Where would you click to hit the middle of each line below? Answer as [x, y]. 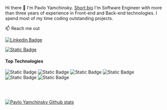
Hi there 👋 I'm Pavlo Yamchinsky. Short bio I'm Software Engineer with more [83, 8]
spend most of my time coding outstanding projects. [59, 18]
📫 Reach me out [23, 28]
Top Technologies [24, 61]
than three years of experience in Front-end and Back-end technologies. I [81, 13]
